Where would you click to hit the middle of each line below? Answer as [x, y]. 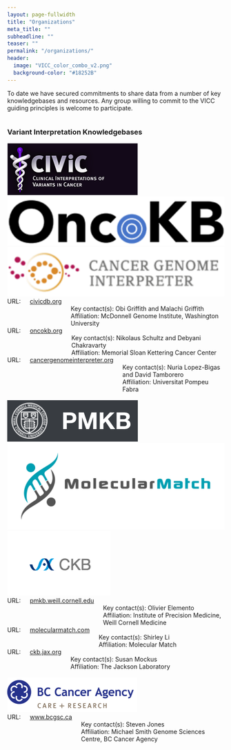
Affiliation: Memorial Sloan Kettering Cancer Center [144, 353]
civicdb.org [46, 302]
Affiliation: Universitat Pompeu [165, 382]
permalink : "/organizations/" [51, 51]
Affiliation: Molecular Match [138, 644]
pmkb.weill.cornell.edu [62, 601]
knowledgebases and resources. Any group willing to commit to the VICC [111, 101]
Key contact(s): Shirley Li [134, 638]
